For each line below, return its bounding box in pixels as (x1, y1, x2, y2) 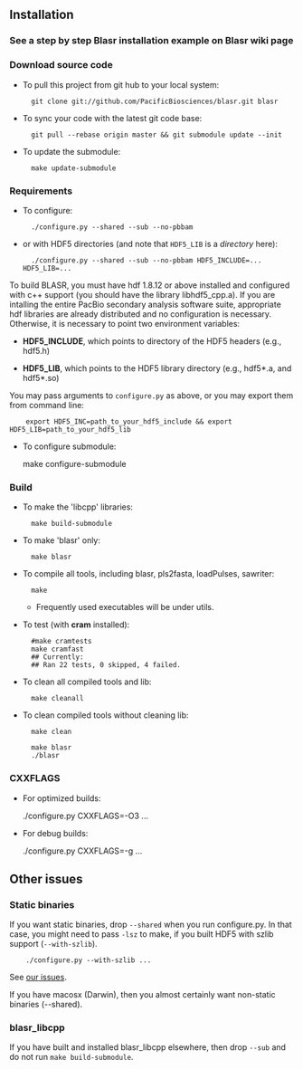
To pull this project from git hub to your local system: (22, 79, 220, 90)
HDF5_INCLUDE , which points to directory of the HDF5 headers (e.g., (22, 335, 282, 347)
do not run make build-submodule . (9, 1052, 134, 1063)
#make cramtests (31, 637, 92, 646)
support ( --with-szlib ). (9, 939, 98, 950)
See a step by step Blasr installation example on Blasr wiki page (9, 34, 294, 47)
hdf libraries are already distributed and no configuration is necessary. (9, 308, 272, 320)
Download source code (9, 59, 113, 72)
